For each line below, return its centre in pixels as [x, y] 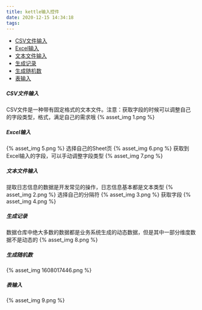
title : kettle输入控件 [33, 12]
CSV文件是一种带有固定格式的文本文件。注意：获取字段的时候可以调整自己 [99, 110]
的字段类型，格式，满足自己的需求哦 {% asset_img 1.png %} [81, 117]
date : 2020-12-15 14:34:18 [40, 17]
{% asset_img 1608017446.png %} [49, 270]
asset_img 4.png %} [31, 202]
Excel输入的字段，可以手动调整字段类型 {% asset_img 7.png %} [85, 156]
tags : [13, 23]
